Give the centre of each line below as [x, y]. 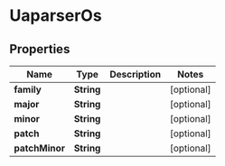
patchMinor [40, 148]
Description [135, 74]
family [28, 89]
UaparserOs [56, 16]
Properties [40, 49]
